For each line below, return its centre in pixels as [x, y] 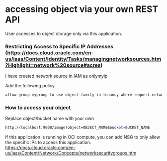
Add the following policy [30, 86]
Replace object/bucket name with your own [50, 119]
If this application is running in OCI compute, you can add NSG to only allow [83, 137]
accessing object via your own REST [82, 9]
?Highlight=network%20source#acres [53, 65]
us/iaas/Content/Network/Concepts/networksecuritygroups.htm [71, 153]
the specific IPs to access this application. [48, 143]
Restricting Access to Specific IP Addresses [59, 46]
